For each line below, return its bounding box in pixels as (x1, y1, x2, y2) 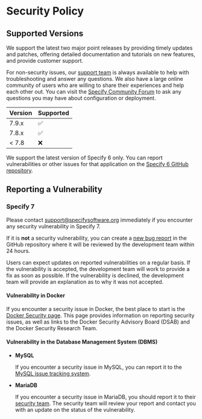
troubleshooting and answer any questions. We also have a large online (6, 75, 183, 82)
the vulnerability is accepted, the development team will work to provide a (6, 265, 190, 272)
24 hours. (6, 247, 30, 254)
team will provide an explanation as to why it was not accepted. (6, 278, 164, 285)
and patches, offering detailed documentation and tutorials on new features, (6, 51, 196, 58)
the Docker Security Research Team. (6, 324, 98, 331)
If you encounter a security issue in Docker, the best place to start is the (6, 305, 185, 312)
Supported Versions (6, 28, 83, 39)
